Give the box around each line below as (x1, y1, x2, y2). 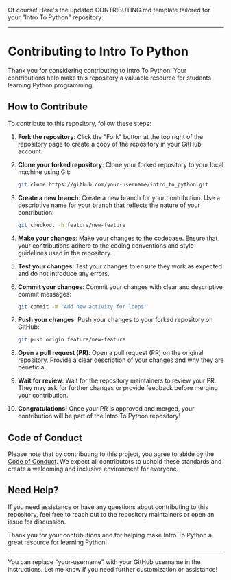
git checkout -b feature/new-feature (17, 222, 126, 228)
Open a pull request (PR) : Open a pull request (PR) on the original (17, 349, 204, 357)
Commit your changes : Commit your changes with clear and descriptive (17, 282, 223, 291)
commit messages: (17, 290, 71, 298)
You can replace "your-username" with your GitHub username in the (8, 557, 201, 566)
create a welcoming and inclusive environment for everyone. (8, 464, 179, 473)
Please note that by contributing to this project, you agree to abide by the (8, 450, 215, 458)
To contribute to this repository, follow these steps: (8, 119, 151, 127)
